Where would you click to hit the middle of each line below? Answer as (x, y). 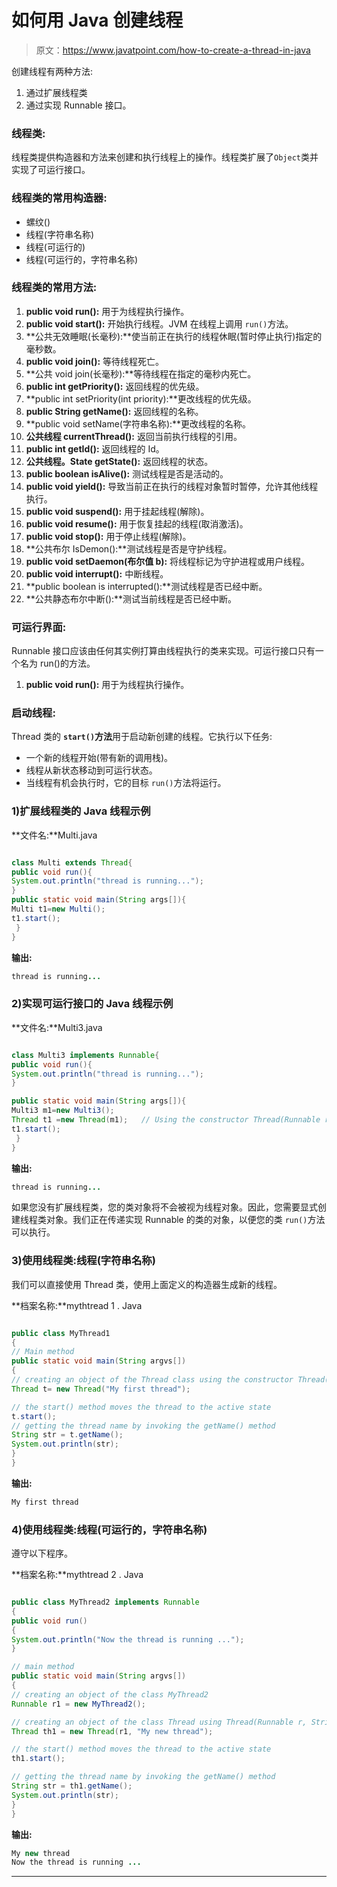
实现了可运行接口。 (51, 170)
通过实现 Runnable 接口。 (78, 105)
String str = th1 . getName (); (72, 1786)
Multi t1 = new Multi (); (58, 909)
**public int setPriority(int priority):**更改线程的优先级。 (141, 398)
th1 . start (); (38, 1759)
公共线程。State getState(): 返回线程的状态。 (119, 461)
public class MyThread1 (61, 1333)
